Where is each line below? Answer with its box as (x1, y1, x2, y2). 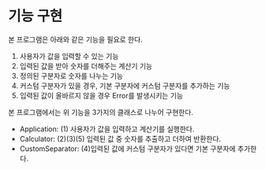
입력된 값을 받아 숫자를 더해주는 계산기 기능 (19, 61, 153, 71)
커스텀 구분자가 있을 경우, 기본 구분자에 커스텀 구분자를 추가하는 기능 (19, 80, 230, 91)
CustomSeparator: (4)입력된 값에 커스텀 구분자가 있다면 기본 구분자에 (19, 143, 237, 153)
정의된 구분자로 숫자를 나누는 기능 (19, 71, 124, 80)
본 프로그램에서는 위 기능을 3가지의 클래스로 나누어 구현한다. (8, 107, 194, 116)
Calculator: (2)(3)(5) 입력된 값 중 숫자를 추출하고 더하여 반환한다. (19, 134, 222, 143)
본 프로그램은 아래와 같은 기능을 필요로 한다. (8, 35, 144, 44)
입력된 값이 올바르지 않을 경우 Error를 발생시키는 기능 (19, 91, 184, 100)
